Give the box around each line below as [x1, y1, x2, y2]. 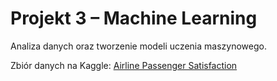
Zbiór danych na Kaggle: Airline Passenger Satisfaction [10, 59, 238, 71]
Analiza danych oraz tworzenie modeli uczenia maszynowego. [10, 40, 267, 52]
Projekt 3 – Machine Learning [10, 7, 258, 30]
